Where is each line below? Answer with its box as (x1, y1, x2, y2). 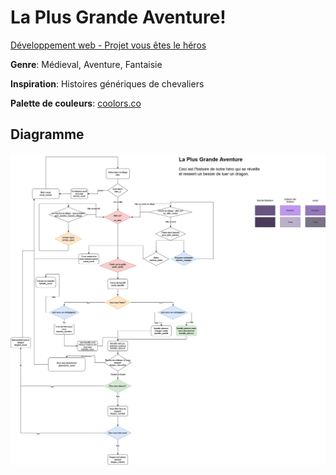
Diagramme (10, 126, 85, 143)
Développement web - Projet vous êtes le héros (10, 39, 207, 51)
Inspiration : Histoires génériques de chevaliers (10, 77, 205, 90)
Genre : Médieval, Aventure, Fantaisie (10, 58, 163, 70)
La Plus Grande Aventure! (10, 6, 227, 29)
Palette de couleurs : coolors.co (10, 97, 142, 109)
